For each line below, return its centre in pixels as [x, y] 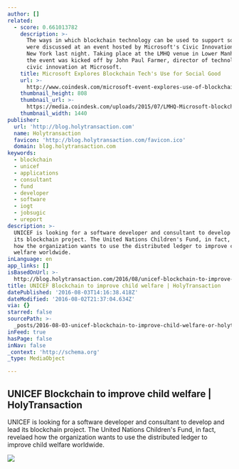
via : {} [19, 306]
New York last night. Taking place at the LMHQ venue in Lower [122, 54]
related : [20, 21]
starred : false [30, 312]
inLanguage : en [30, 259]
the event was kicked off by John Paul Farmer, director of [117, 61]
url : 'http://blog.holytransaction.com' [74, 127]
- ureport [28, 220]
